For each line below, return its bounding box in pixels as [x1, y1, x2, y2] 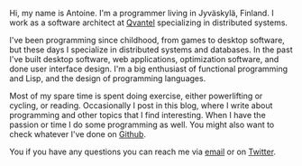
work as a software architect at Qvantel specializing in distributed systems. [9, 17, 288, 28]
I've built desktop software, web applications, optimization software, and [9, 54, 279, 64]
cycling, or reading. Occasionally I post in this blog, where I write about [9, 100, 273, 111]
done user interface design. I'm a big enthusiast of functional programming [9, 63, 288, 74]
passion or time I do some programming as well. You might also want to [9, 119, 275, 130]
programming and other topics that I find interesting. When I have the [9, 110, 266, 120]
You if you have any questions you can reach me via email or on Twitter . [9, 146, 277, 157]
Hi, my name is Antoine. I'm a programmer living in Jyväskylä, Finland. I [9, 8, 274, 18]
